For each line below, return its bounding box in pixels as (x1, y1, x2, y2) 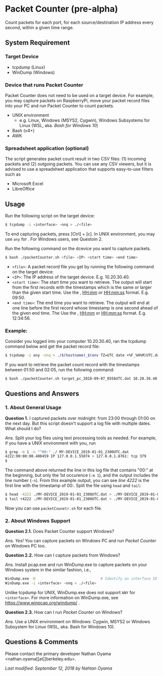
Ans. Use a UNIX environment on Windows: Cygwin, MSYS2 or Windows (5, 618, 150, 624)
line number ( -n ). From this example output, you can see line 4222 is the (5, 478, 149, 483)
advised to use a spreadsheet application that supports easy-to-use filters (5, 166, 154, 172)
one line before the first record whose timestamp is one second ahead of (12, 305, 158, 311)
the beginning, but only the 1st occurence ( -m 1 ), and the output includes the (5, 472, 158, 478)
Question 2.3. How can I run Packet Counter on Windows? (5, 609, 123, 615)
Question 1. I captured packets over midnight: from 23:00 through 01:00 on (5, 415, 155, 421)
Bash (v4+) (12, 128, 35, 133)
